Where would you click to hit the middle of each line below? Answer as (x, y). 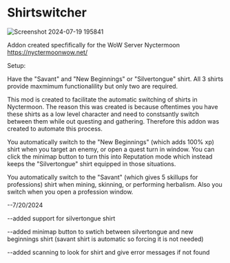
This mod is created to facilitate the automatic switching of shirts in (102, 99)
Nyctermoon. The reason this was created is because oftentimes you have (113, 106)
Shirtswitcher (47, 13)
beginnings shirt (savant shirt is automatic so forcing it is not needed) (106, 239)
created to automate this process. (55, 128)
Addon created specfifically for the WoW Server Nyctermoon (94, 45)
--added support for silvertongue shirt (61, 218)
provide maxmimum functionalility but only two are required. (93, 86)
